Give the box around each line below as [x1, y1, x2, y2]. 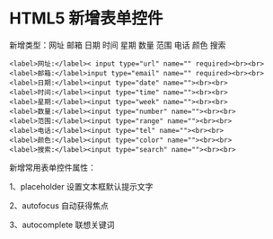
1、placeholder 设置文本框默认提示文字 [9, 181, 154, 191]
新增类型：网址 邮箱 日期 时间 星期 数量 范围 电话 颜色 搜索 [9, 40, 226, 50]
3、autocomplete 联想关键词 [9, 219, 115, 230]
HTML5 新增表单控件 [9, 8, 163, 29]
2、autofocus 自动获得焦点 [9, 199, 110, 211]
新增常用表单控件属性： [9, 162, 96, 173]
